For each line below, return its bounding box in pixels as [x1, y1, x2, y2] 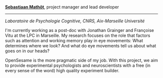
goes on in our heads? [5, 48, 50, 54]
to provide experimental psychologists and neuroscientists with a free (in [5, 62, 150, 68]
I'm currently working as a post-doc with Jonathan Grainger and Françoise [5, 28, 154, 33]
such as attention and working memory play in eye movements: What [5, 38, 143, 43]
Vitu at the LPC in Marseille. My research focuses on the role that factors [5, 32, 150, 38]
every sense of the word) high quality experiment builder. [5, 68, 120, 73]
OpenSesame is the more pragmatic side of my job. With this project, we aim [5, 58, 158, 63]
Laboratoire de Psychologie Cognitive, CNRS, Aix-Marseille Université [5, 18, 145, 24]
